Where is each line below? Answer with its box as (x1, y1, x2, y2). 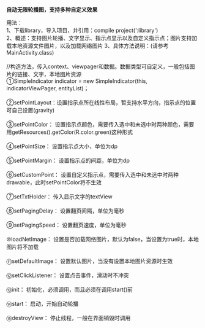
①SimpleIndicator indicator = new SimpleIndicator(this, (6, 77, 148, 85)
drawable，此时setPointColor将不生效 (6, 179, 102, 186)
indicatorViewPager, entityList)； (6, 85, 89, 92)
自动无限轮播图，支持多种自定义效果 (6, 6, 98, 13)
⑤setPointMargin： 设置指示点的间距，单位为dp (6, 157, 130, 164)
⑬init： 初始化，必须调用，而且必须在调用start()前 (6, 286, 133, 293)
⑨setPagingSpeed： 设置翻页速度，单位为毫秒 (6, 221, 127, 228)
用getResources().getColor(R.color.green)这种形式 (6, 128, 133, 136)
